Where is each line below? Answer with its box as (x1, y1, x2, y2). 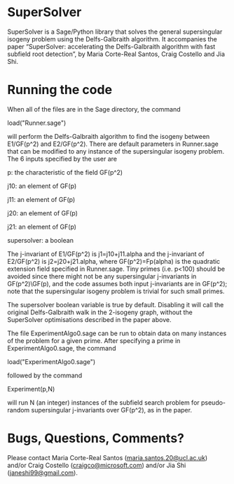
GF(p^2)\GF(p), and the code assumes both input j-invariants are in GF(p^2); (7, 279, 228, 288)
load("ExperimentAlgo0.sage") (7, 357, 96, 365)
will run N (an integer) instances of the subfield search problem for (7, 398, 200, 407)
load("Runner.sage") (7, 119, 67, 127)
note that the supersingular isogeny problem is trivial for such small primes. (7, 287, 225, 295)
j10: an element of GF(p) (7, 182, 77, 190)
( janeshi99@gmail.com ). (7, 468, 78, 477)
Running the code (7, 82, 113, 98)
